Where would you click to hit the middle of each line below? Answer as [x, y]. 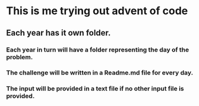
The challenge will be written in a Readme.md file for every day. [100, 73]
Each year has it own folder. [59, 33]
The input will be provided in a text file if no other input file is [95, 89]
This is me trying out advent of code [97, 11]
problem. [20, 57]
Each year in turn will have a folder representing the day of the [98, 50]
